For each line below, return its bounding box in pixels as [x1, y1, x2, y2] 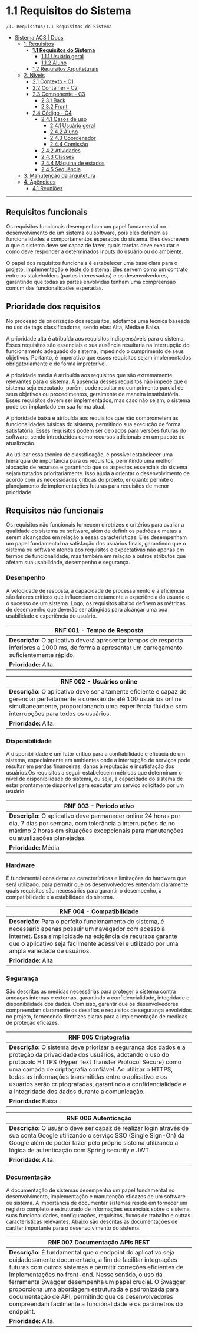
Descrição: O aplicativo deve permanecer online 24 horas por [9, 812, 181, 820]
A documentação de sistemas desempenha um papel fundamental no [6, 1187, 175, 1194]
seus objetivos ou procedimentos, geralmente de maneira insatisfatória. [6, 390, 180, 397]
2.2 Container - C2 [32, 84, 78, 91]
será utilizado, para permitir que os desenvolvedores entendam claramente [6, 881, 189, 888]
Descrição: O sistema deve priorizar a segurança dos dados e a [9, 1043, 186, 1051]
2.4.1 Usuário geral [49, 122, 95, 129]
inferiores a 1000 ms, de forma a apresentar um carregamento [9, 643, 183, 652]
